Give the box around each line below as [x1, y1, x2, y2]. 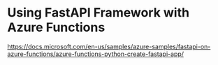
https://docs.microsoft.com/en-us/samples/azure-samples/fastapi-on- [7, 42, 211, 50]
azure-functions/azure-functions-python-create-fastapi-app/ [7, 50, 184, 58]
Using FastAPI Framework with [7, 5, 190, 21]
